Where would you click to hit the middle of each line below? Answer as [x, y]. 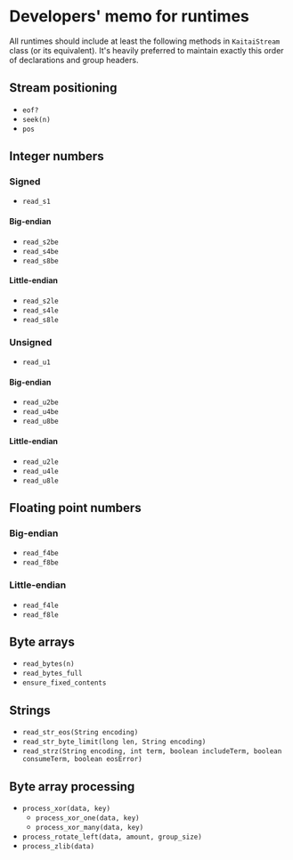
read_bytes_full [52, 674]
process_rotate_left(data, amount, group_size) [112, 837]
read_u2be [41, 402]
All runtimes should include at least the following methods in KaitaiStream [145, 41]
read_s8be [41, 261]
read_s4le [41, 310]
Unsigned [31, 342]
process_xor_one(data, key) [87, 818]
